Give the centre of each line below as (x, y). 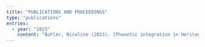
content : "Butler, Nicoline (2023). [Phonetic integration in (98, 35)
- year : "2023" (31, 29)
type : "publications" (34, 18)
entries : (17, 23)
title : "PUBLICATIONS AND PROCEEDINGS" (57, 12)
